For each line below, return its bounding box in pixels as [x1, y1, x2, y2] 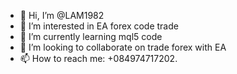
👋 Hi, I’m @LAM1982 [19, 10, 105, 21]
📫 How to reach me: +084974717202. [19, 53, 178, 64]
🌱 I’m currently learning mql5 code [19, 31, 163, 42]
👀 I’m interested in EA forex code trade [19, 20, 179, 32]
